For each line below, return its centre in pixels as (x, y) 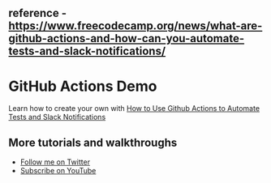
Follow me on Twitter (55, 162)
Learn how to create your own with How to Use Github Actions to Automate (134, 109)
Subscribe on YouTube (58, 171)
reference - (38, 13)
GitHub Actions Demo (83, 86)
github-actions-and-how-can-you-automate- (127, 38)
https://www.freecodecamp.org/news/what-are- (135, 26)
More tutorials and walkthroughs (93, 142)
